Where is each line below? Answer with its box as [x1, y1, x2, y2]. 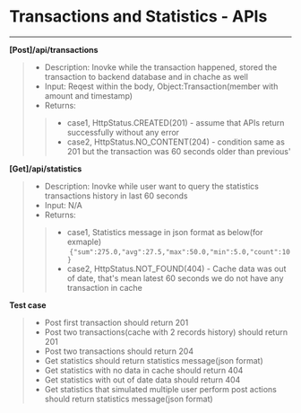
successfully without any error [66, 127, 180, 137]
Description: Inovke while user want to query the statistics [44, 180, 260, 191]
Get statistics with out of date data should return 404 [44, 374, 241, 385]
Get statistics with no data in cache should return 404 [44, 365, 244, 375]
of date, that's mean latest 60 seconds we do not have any [66, 272, 284, 284]
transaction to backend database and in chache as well [44, 71, 249, 82]
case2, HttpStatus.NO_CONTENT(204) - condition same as [66, 136, 285, 147]
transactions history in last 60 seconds [44, 190, 188, 201]
